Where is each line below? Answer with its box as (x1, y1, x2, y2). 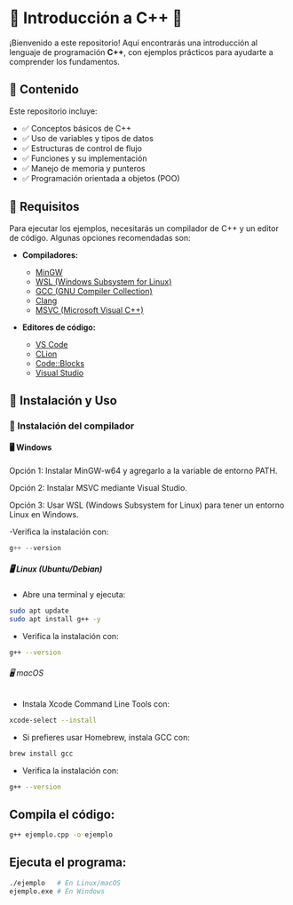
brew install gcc (9, 749, 74, 758)
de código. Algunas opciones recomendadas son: (9, 232, 191, 243)
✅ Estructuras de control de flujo (21, 142, 142, 154)
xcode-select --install (9, 716, 98, 725)
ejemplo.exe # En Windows (9, 886, 105, 896)
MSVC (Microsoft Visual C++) (35, 304, 144, 315)
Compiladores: (21, 249, 78, 260)
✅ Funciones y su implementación (21, 153, 147, 164)
